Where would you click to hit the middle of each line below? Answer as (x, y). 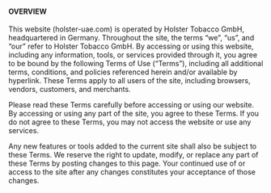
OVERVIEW (28, 11)
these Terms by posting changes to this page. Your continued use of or (127, 164)
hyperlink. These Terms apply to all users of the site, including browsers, (129, 81)
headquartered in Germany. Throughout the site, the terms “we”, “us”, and (131, 38)
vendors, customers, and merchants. (70, 90)
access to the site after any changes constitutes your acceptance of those (132, 172)
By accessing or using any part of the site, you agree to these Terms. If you (134, 114)
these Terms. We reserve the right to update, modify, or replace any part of (133, 155)
